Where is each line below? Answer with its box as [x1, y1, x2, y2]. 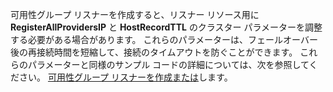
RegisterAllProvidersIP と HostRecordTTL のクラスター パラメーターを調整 [10, 21, 323, 33]
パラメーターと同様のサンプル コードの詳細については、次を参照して [27, 59, 310, 70]
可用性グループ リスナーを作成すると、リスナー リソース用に [10, 9, 260, 20]
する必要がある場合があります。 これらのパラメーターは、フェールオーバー [10, 34, 318, 45]
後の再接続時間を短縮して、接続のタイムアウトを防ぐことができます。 [10, 46, 298, 58]
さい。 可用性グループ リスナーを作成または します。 [18, 71, 233, 83]
